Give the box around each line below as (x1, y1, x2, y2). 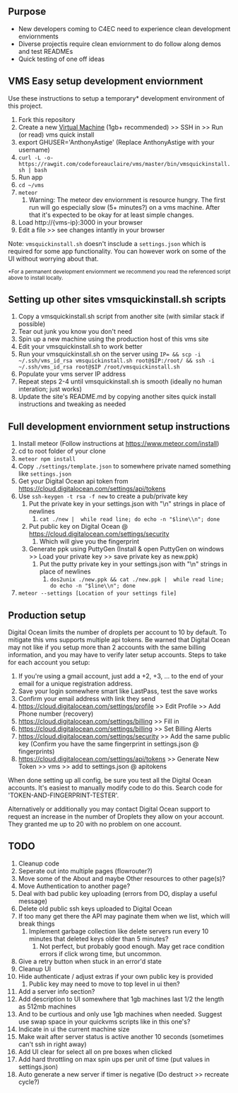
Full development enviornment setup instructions (8, 420, 230, 432)
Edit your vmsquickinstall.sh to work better (18, 342, 143, 351)
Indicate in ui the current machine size (18, 1024, 130, 1033)
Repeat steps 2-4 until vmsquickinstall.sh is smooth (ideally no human (18, 377, 222, 386)
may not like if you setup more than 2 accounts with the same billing (8, 643, 206, 651)
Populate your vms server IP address (18, 370, 126, 379)
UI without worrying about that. (8, 254, 99, 263)
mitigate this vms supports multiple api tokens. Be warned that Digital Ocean (8, 636, 230, 644)
